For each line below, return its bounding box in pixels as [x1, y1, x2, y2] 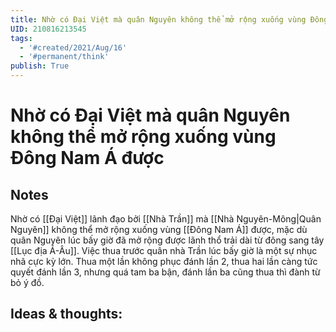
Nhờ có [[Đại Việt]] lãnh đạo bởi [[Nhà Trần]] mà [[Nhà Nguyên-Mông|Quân [10, 213, 322, 225]
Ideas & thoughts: [10, 306, 123, 323]
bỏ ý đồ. [10, 277, 45, 288]
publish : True [10, 61, 70, 71]
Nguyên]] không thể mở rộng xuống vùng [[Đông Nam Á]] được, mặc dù [10, 224, 308, 235]
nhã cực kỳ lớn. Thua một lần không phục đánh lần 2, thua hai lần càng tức [10, 256, 318, 267]
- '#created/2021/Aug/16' [19, 42, 128, 53]
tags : [10, 33, 33, 43]
